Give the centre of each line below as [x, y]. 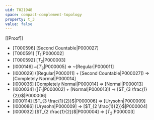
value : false [19, 24]
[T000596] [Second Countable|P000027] [56, 48]
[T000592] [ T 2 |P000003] [39, 61]
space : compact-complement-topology [44, 15]
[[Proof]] [14, 38]
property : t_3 [20, 19]
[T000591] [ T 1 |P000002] [38, 54]
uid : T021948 [19, 10]
